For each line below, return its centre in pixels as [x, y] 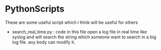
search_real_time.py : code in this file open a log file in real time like [79, 32]
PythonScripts [35, 9]
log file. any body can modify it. [44, 42]
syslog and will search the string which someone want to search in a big [84, 37]
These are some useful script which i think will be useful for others [72, 22]
